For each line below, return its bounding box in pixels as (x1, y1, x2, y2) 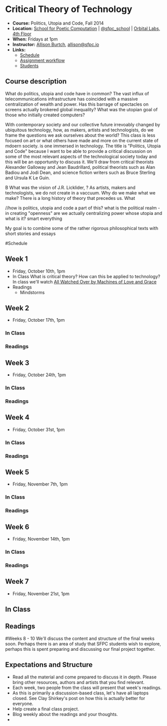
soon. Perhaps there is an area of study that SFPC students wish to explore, (5, 640, 161, 647)
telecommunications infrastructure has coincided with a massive (5, 96, 138, 102)
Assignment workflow (19, 57, 65, 63)
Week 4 (5, 413, 30, 422)
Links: (12, 47, 26, 53)
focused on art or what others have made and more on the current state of (5, 137, 158, 143)
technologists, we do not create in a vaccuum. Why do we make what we (5, 189, 156, 196)
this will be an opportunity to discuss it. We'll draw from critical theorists (5, 159, 154, 165)
